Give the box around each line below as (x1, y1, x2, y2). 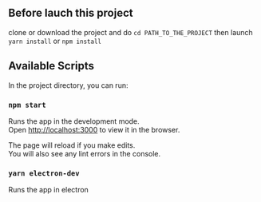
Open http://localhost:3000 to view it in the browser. (8, 125, 180, 134)
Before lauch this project (8, 6, 133, 20)
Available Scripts (8, 59, 94, 73)
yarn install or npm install (8, 36, 102, 46)
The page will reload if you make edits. (8, 140, 136, 150)
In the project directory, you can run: (8, 80, 129, 90)
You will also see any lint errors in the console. (8, 149, 161, 158)
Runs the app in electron (8, 185, 89, 195)
